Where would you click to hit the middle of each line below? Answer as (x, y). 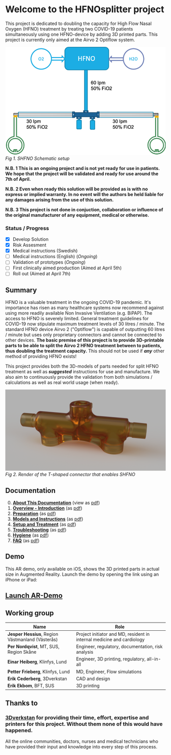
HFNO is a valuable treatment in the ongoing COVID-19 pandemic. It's (78, 302)
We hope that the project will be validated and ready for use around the (82, 174)
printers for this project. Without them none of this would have (84, 724)
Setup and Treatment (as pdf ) (44, 524)
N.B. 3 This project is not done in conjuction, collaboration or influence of (84, 209)
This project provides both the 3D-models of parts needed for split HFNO (82, 366)
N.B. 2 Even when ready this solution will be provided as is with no (77, 189)
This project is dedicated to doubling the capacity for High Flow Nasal (78, 23)
